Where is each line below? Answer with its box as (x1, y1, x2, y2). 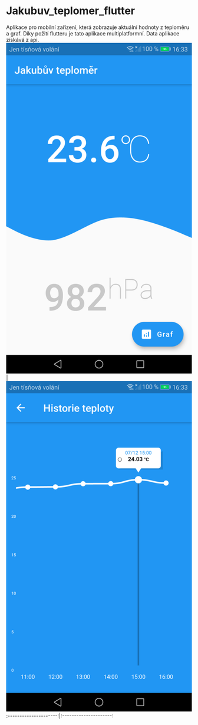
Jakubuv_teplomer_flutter (6, 4, 136, 18)
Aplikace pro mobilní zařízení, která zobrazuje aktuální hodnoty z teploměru (6, 24, 190, 31)
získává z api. (6, 36, 39, 43)
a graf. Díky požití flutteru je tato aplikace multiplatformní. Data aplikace (6, 30, 180, 37)
